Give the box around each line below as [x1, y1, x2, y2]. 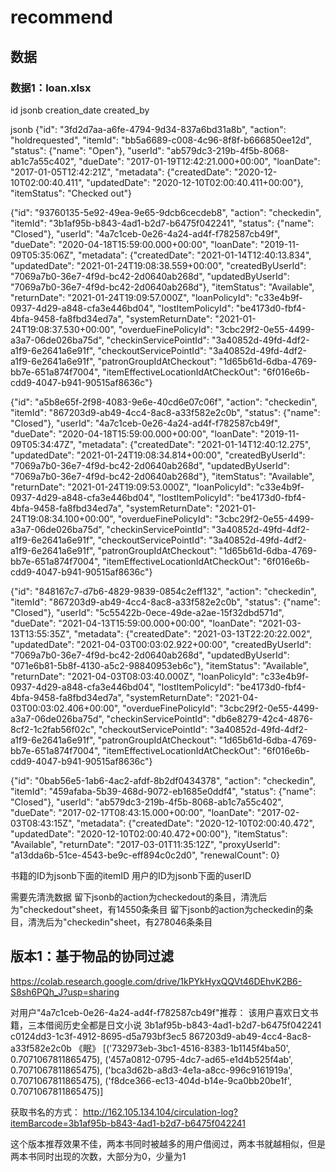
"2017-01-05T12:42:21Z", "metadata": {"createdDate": [10, 166, 232, 178]
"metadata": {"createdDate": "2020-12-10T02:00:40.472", [76, 817, 315, 829]
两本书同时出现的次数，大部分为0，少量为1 [10, 1150, 187, 1162]
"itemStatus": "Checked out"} [10, 187, 132, 199]
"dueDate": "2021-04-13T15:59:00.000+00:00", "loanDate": [10, 617, 257, 629]
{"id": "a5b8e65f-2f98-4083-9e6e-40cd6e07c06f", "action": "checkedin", [10, 396, 318, 408]
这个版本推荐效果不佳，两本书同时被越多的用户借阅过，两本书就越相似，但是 [10, 1137, 326, 1150]
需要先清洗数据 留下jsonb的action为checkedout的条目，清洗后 [10, 891, 268, 903]
